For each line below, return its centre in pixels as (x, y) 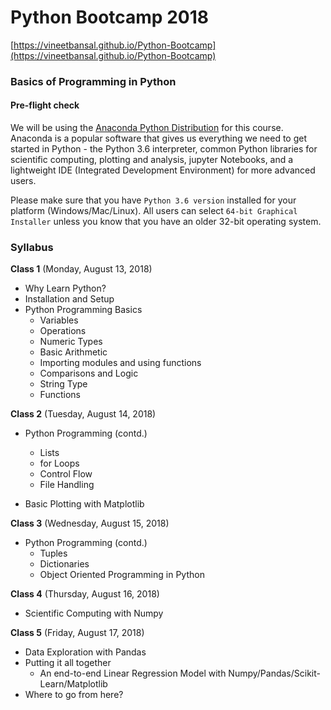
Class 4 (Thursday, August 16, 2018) (85, 594)
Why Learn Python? (65, 288)
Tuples (53, 553)
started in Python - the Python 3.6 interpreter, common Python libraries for (164, 149)
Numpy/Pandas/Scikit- (274, 673)
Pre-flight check (45, 105)
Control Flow (66, 474)
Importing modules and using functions (120, 363)
